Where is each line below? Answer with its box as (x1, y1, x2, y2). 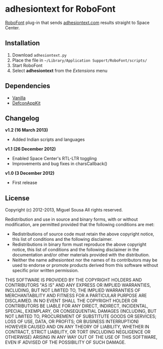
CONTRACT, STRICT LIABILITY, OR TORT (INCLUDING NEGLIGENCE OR (5, 329, 151, 335)
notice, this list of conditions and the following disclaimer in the (12, 247, 139, 253)
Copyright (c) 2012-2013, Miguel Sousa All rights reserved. (5, 207, 123, 213)
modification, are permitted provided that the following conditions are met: (5, 222, 155, 228)
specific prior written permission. (12, 268, 79, 274)
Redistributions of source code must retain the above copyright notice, (12, 231, 155, 237)
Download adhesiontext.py (12, 52, 67, 58)
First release (12, 180, 38, 186)
